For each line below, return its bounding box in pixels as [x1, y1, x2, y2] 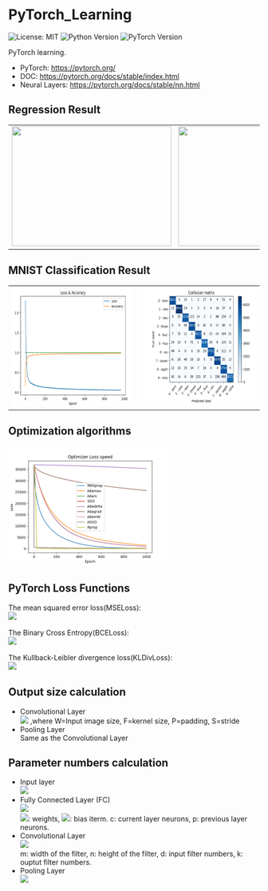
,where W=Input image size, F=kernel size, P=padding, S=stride [30, 716, 240, 726]
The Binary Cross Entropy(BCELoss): [8, 628, 129, 637]
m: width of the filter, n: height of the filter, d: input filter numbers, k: [19, 849, 243, 859]
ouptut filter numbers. [19, 857, 92, 867]
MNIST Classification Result [8, 263, 151, 277]
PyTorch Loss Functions [8, 581, 130, 596]
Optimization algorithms [8, 425, 132, 438]
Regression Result [8, 103, 101, 117]
